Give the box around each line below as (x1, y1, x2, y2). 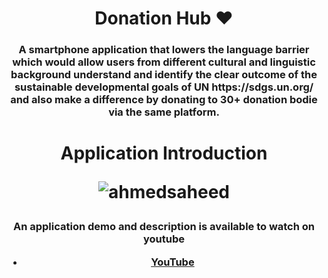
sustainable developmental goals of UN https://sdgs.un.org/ (14, 80, 314, 94)
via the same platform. (108, 105, 220, 119)
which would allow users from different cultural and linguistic (12, 55, 316, 69)
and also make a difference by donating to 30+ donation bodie (10, 93, 318, 107)
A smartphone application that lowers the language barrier (18, 43, 310, 57)
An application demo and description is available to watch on (12, 220, 316, 234)
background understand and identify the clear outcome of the (10, 68, 318, 82)
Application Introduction (60, 142, 268, 165)
